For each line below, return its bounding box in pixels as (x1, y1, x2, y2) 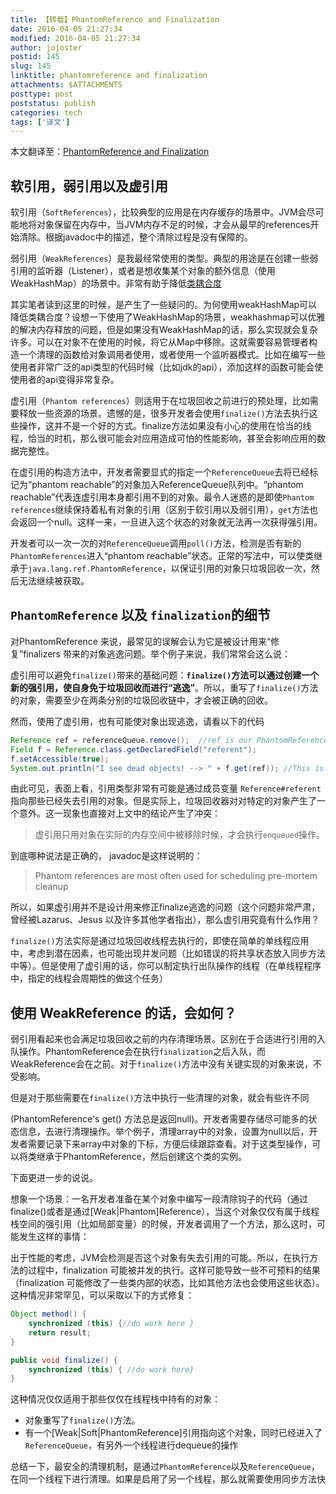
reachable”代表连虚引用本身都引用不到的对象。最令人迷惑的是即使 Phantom (10, 491, 315, 503)
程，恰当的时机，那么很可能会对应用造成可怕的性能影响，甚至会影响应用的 (10, 432, 317, 445)
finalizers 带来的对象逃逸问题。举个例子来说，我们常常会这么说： (23, 647, 291, 660)
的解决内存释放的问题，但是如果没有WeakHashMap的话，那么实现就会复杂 (10, 324, 318, 336)
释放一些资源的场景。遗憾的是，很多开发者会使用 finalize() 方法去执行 (18, 407, 310, 420)
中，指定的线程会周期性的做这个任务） (10, 972, 168, 985)
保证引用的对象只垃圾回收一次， (179, 562, 312, 575)
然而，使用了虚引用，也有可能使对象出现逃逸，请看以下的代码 (10, 715, 265, 727)
